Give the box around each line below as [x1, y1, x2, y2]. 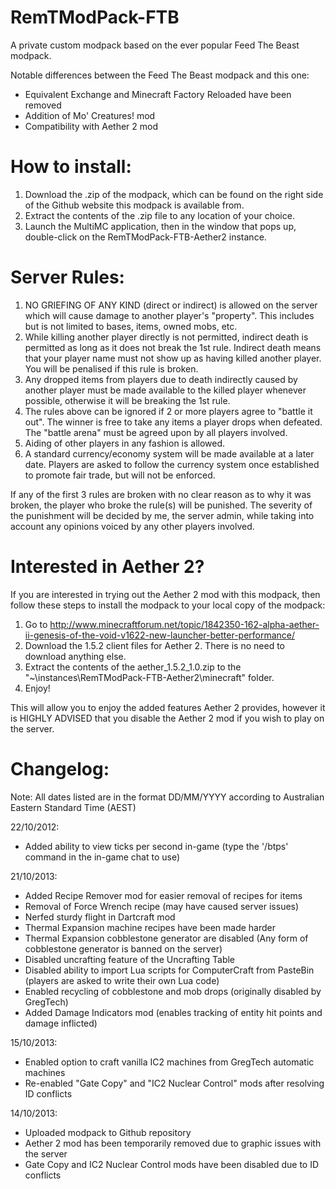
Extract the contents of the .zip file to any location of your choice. [24, 209, 295, 221]
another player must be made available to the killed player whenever [24, 384, 307, 396]
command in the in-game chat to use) [24, 851, 181, 863]
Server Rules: [10, 266, 125, 289]
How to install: [10, 156, 132, 178]
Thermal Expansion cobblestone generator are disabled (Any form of [24, 932, 309, 944]
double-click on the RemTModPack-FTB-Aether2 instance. [24, 231, 267, 243]
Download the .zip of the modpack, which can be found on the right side [24, 188, 324, 200]
